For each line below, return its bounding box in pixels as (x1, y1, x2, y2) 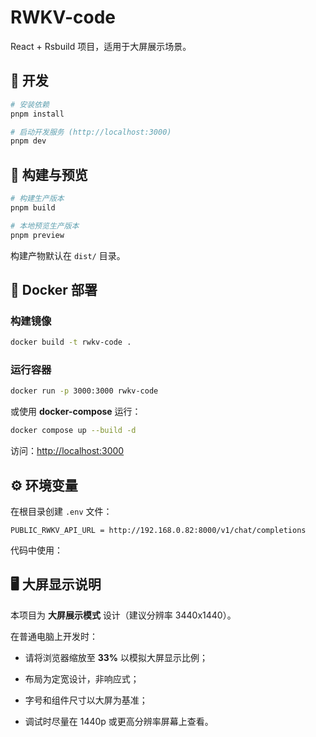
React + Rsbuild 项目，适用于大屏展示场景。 (10, 40, 192, 52)
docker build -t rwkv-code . (10, 337, 132, 348)
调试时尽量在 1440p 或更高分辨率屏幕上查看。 (24, 715, 214, 727)
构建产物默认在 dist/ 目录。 (10, 249, 126, 261)
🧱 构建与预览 (10, 166, 88, 183)
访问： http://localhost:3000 (10, 445, 125, 457)
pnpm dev (10, 136, 47, 146)
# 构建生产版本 (10, 194, 65, 204)
